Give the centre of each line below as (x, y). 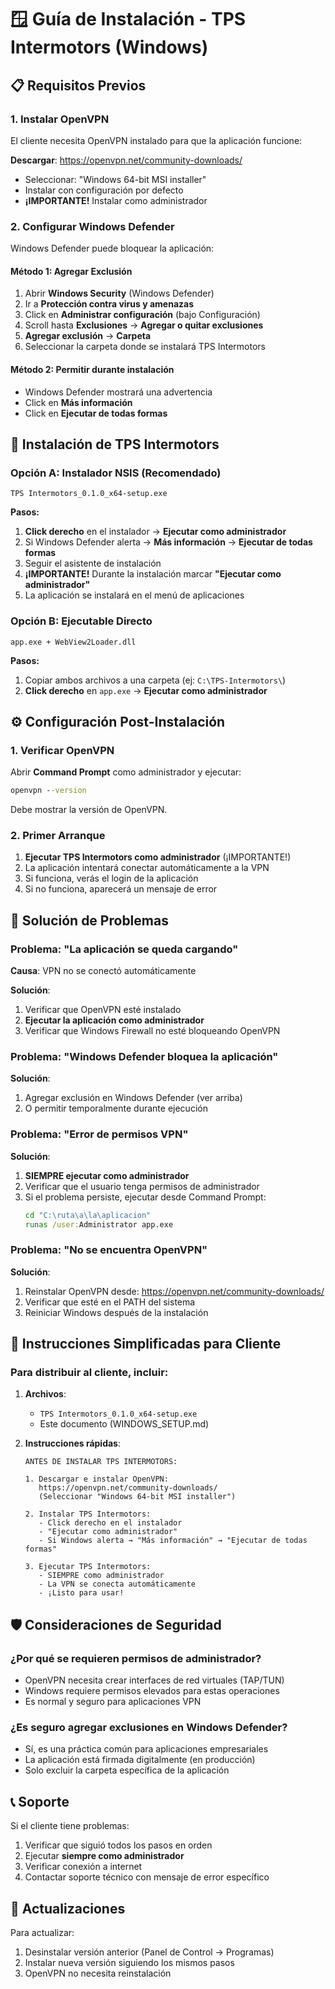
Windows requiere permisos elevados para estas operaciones (152, 1691)
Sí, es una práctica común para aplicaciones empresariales (146, 1749)
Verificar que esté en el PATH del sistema (110, 1302)
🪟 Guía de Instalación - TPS (128, 19)
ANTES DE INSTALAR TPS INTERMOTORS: (101, 1462)
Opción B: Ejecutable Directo (81, 621)
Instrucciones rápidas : (72, 1443)
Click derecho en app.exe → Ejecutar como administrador (146, 690)
